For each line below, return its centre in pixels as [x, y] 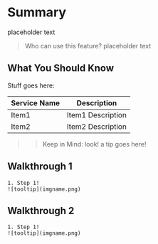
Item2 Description [96, 127]
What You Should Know [60, 68]
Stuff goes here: [31, 85]
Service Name [36, 102]
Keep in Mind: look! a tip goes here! [94, 144]
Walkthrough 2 [41, 211]
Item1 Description [96, 115]
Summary [37, 12]
